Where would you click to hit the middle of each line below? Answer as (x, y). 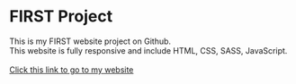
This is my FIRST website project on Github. (90, 41)
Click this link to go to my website (72, 70)
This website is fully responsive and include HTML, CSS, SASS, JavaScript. (148, 50)
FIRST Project (61, 17)
